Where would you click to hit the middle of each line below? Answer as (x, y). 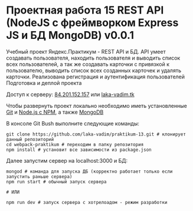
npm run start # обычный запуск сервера (57, 182)
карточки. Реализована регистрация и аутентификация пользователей (95, 77)
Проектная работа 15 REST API (85, 10)
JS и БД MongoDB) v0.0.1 (70, 35)
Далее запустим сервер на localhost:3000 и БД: (67, 160)
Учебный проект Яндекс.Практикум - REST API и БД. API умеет (86, 51)
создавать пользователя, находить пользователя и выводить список (93, 58)
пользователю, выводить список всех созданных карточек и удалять (94, 70)
